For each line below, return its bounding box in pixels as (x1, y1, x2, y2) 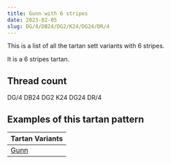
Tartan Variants (10, 134, 64, 143)
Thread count (7, 75, 67, 87)
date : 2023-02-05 (7, 17, 57, 23)
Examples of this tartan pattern (7, 113, 144, 125)
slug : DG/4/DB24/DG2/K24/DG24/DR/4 (7, 23, 110, 30)
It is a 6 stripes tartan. (7, 55, 70, 63)
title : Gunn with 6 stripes (7, 10, 89, 17)
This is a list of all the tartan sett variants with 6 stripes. (7, 42, 165, 50)
